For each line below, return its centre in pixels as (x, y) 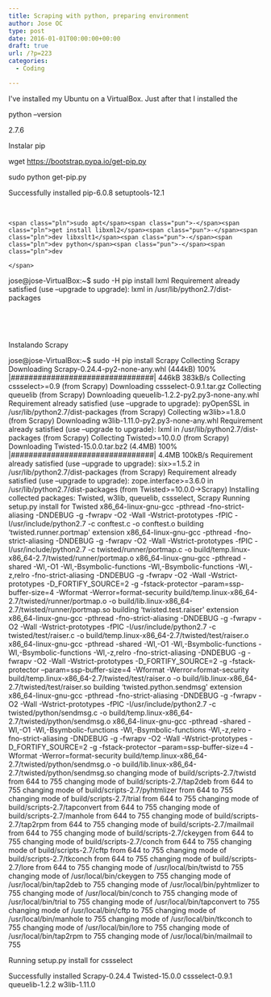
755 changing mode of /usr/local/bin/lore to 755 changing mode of (119, 927)
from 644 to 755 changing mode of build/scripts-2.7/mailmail (152, 824)
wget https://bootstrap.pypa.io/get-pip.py (77, 161)
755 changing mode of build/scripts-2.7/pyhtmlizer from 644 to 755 (121, 790)
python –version (35, 114)
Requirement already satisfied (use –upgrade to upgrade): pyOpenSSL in (129, 403)
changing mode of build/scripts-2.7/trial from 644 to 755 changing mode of (134, 798)
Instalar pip (27, 146)
